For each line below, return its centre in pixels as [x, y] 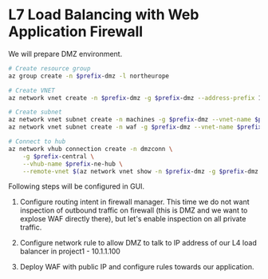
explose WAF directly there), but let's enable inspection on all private [133, 219]
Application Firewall [76, 32]
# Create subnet [35, 112]
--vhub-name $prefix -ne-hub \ [73, 164]
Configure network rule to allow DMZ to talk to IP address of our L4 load [138, 243]
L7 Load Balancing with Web [104, 15]
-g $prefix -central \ [58, 156]
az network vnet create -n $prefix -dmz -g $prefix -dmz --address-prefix [132, 98]
